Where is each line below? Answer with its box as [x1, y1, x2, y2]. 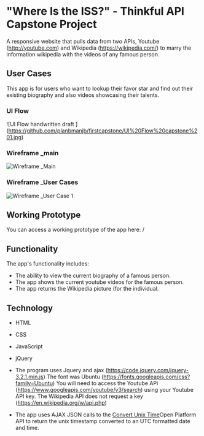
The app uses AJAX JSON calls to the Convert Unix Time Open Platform [15, 411, 197, 418]
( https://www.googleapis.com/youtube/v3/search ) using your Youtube [15, 386, 194, 394]
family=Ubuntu [15, 380, 53, 387]
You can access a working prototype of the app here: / [6, 226, 145, 234]
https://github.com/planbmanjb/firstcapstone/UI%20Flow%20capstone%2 [8, 127, 198, 134]
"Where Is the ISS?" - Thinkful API [6, 4, 184, 18]
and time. [15, 424, 39, 432]
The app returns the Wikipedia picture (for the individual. [15, 285, 159, 293]
